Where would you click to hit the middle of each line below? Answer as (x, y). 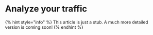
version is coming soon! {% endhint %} (44, 27)
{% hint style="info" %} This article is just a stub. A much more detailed (76, 22)
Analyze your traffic (46, 9)
